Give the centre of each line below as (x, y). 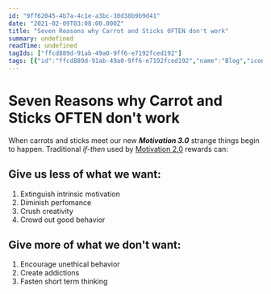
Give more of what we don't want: (95, 245)
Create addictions (50, 273)
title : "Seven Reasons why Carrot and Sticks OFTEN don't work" (119, 31)
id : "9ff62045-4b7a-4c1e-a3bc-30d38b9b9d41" (84, 16)
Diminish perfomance (56, 202)
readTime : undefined (43, 46)
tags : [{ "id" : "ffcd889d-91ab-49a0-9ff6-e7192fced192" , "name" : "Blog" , (128, 61)
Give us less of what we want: (85, 174)
